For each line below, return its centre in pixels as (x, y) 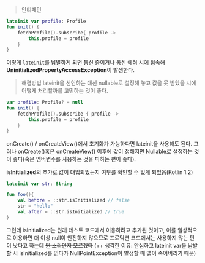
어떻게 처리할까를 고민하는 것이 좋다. (65, 91)
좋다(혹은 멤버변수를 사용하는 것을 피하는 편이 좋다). (74, 159)
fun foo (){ (20, 195)
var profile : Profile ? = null (45, 103)
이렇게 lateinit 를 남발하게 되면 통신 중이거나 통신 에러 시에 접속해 (86, 62)
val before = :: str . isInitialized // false (74, 200)
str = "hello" (35, 206)
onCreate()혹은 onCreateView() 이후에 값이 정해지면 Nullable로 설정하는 (105, 151)
